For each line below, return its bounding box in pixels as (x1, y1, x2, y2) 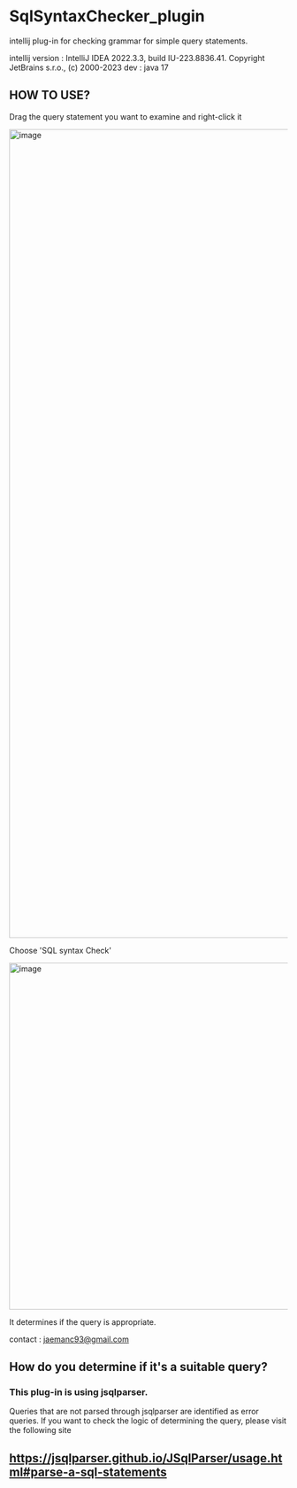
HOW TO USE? (9, 88, 91, 103)
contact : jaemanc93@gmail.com (9, 1334, 130, 1344)
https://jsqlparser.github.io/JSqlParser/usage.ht (9, 1451, 283, 1466)
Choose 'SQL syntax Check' (9, 945, 112, 955)
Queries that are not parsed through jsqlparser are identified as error (9, 1406, 259, 1417)
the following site (9, 1425, 72, 1436)
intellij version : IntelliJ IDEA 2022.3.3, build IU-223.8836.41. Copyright (9, 52, 265, 63)
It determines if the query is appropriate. (9, 1316, 156, 1327)
